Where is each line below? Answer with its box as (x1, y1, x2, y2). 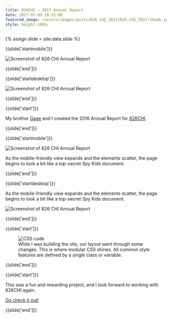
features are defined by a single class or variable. (18, 252, 122, 258)
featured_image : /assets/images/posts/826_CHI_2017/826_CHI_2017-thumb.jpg (5, 17, 170, 22)
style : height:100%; (5, 22, 50, 27)
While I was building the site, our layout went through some (18, 241, 143, 247)
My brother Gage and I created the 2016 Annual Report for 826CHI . (5, 115, 147, 122)
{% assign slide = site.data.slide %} (5, 36, 80, 42)
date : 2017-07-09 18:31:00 (5, 12, 63, 17)
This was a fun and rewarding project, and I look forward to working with (5, 282, 159, 288)
